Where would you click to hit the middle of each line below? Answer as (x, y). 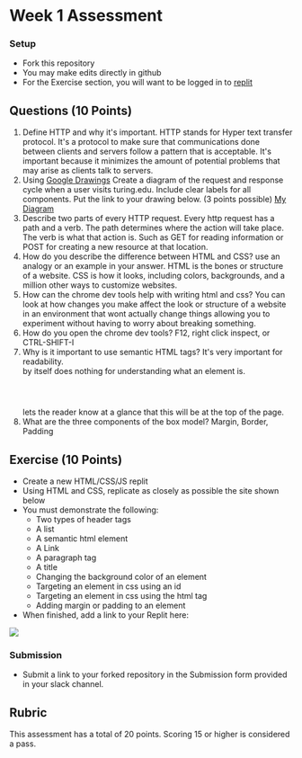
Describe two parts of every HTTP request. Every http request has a (148, 218)
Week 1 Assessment (86, 16)
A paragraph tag (66, 557)
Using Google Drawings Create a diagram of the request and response (153, 180)
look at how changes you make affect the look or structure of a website (154, 304)
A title (47, 567)
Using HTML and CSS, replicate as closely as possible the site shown (151, 491)
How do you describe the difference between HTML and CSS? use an (151, 256)
